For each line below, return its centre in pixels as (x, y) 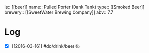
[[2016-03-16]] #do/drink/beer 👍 (46, 46)
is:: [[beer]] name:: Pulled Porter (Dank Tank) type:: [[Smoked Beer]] (74, 7)
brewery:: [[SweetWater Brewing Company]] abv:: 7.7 (59, 12)
